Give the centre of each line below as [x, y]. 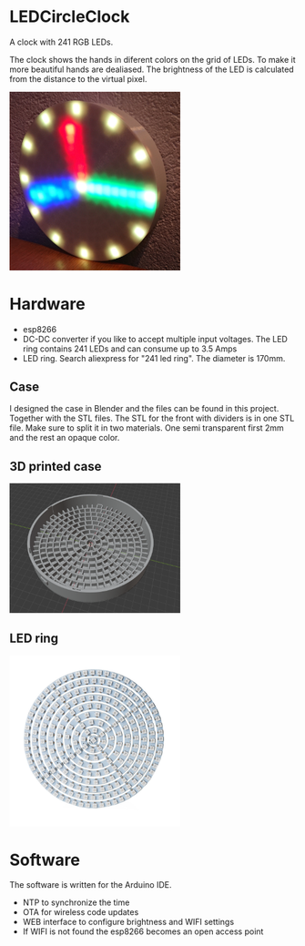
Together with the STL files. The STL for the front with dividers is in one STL [152, 418]
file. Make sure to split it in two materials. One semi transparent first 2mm [147, 428]
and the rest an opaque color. [65, 438]
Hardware [47, 304]
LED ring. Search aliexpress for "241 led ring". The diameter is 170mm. [154, 358]
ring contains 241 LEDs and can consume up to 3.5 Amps [130, 349]
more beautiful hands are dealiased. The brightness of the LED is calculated [152, 69]
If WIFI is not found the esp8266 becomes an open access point [143, 931]
